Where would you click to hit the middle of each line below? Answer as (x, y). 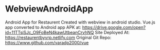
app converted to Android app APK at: (43, 27)
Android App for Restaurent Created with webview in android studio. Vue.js (80, 22)
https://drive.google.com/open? (114, 27)
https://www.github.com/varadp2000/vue (47, 42)
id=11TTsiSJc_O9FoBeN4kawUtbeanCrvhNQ (49, 32)
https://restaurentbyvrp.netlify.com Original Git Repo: (58, 37)
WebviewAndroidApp (49, 9)
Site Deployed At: (112, 32)
